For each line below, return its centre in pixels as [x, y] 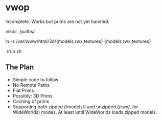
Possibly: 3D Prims [32, 95]
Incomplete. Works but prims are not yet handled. [57, 21]
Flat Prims [23, 90]
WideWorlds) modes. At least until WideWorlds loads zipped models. [85, 112]
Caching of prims [31, 101]
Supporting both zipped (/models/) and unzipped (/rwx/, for [75, 107]
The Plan [20, 67]
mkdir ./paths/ [20, 31]
